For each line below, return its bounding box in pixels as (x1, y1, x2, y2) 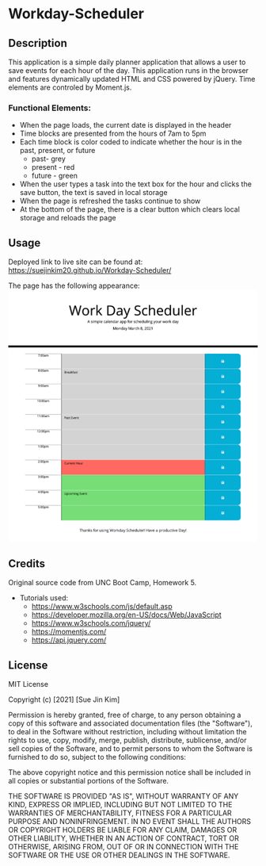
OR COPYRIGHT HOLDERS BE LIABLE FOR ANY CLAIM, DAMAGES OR (8, 826, 237, 835)
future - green (31, 171, 78, 181)
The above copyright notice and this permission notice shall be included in (8, 768, 251, 777)
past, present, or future (19, 146, 96, 155)
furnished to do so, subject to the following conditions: (8, 753, 186, 762)
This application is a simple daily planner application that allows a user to (8, 57, 246, 67)
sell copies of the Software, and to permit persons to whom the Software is (8, 744, 253, 753)
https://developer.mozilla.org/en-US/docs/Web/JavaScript (31, 610, 222, 619)
